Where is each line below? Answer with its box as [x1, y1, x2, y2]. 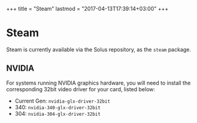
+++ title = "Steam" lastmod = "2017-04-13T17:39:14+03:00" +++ [6, 5, 169, 12]
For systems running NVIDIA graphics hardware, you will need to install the [6, 79, 191, 86]
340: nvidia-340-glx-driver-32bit [14, 103, 101, 110]
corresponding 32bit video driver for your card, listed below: [6, 85, 156, 92]
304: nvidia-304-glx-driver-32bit [14, 110, 101, 117]
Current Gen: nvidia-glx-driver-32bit [14, 97, 111, 104]
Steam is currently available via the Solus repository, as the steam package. [6, 46, 192, 53]
